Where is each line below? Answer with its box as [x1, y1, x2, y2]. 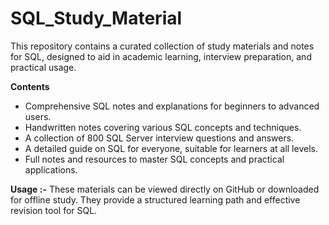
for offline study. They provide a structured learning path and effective [10, 193, 301, 206]
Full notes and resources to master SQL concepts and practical [24, 153, 285, 165]
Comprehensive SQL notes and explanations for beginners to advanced [24, 100, 320, 112]
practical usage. [10, 61, 77, 73]
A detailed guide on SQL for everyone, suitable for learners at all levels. [24, 142, 318, 154]
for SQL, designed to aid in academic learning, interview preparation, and [10, 50, 312, 62]
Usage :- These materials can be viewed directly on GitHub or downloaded [10, 183, 320, 195]
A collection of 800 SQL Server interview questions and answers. [24, 132, 295, 144]
